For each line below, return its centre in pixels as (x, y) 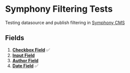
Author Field (25, 60)
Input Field (23, 55)
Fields (15, 38)
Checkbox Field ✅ (31, 49)
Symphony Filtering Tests (59, 9)
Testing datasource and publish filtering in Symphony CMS (65, 23)
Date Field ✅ (25, 66)
